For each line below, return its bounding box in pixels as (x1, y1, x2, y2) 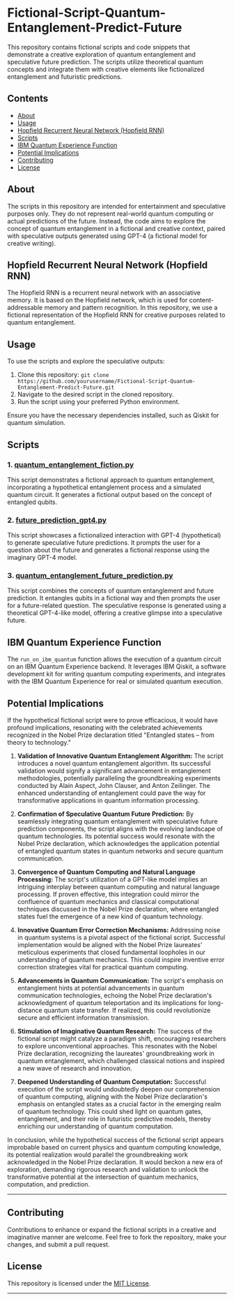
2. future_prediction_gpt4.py (7, 515, 107, 525)
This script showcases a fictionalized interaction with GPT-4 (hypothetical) (7, 531, 221, 540)
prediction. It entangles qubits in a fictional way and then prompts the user (7, 594, 221, 602)
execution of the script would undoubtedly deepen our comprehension (17, 1085, 221, 1094)
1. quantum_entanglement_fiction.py (7, 459, 134, 469)
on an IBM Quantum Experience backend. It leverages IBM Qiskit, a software (7, 662, 226, 671)
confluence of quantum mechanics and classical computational (17, 898, 200, 906)
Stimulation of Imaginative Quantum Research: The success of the (17, 1027, 212, 1036)
